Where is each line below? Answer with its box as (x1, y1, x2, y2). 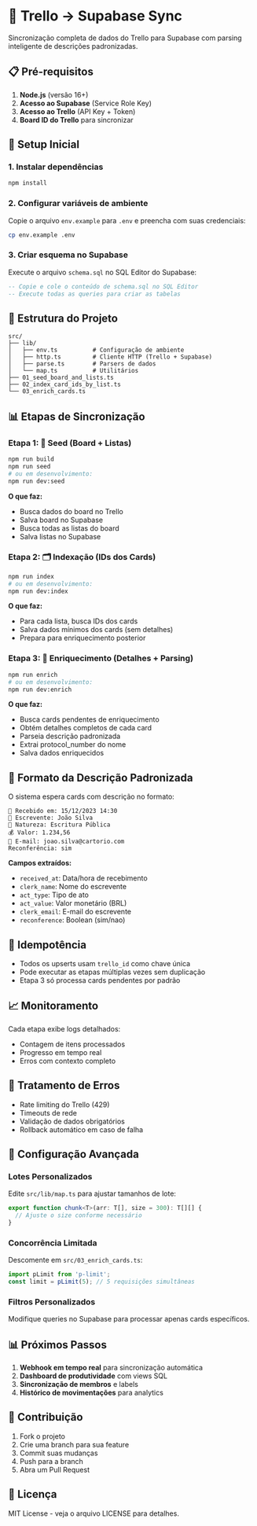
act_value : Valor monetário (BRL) (19, 899, 127, 908)
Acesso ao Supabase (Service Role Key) (19, 98, 152, 108)
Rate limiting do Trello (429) (19, 1100, 110, 1109)
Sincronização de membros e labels (19, 1380, 139, 1389)
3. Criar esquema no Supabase (8, 249, 128, 260)
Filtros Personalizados (8, 1296, 96, 1307)
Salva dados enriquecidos (19, 748, 105, 758)
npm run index (8, 572, 55, 580)
